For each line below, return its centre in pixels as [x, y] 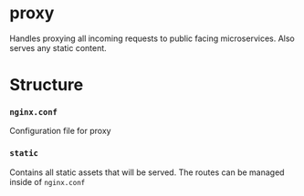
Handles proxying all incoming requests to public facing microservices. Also [152, 38]
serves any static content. [58, 47]
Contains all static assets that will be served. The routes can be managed [147, 172]
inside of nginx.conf [47, 181]
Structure [47, 85]
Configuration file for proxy [60, 131]
